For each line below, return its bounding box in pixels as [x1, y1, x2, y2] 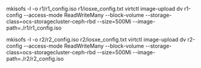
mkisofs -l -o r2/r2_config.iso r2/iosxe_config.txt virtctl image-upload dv [6, 36, 187, 43]
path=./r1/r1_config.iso [6, 24, 62, 31]
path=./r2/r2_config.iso [6, 55, 64, 62]
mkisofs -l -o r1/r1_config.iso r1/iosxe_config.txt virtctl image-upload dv [6, 5, 183, 12]
